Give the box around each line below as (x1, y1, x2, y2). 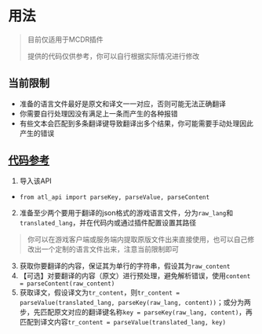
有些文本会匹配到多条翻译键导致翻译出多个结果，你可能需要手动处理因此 (19, 119, 253, 128)
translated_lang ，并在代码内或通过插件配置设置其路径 (19, 218, 197, 227)
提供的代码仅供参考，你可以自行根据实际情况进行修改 (27, 51, 200, 61)
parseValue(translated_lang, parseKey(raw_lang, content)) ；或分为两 (19, 297, 251, 306)
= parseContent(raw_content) (19, 280, 115, 288)
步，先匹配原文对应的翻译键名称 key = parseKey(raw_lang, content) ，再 (19, 307, 253, 317)
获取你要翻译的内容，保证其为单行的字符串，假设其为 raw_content (19, 261, 231, 270)
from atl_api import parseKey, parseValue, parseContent (19, 193, 210, 201)
